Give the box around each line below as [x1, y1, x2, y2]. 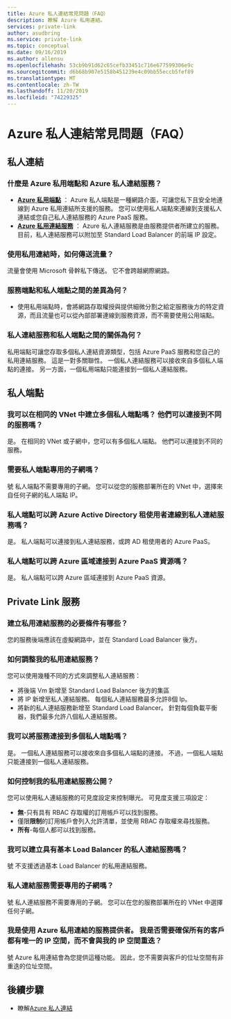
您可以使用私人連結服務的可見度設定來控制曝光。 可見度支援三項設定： [7, 793, 209, 802]
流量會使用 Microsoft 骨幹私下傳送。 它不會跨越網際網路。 [7, 267, 173, 275]
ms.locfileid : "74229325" [7, 94, 82, 101]
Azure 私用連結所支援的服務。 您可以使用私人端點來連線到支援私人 [31, 204, 222, 213]
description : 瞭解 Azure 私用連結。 [7, 17, 106, 24]
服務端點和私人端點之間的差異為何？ [7, 285, 128, 295]
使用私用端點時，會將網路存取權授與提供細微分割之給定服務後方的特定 [17, 303, 219, 311]
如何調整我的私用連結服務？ [7, 654, 100, 664]
